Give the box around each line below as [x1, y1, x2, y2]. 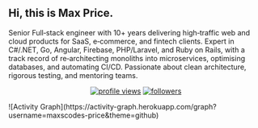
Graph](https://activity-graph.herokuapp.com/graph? [40, 101, 217, 111]
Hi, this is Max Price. [8, 6, 114, 20]
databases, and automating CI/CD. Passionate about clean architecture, [8, 62, 247, 72]
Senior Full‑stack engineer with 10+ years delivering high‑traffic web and [8, 27, 251, 37]
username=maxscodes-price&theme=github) [8, 110, 159, 120]
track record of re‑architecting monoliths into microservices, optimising [8, 53, 246, 63]
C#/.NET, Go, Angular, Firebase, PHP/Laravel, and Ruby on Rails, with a [8, 44, 245, 55]
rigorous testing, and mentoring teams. [8, 70, 138, 80]
